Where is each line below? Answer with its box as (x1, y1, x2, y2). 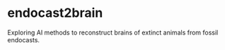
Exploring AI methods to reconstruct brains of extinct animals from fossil (7, 28, 219, 37)
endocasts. (7, 35, 40, 44)
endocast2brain (7, 5, 103, 21)
